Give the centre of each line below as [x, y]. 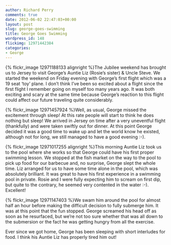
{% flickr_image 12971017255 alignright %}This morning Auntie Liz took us [83, 146]
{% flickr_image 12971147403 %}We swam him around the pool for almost [83, 200]
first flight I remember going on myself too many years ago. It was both [80, 89]
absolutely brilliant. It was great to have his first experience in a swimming [83, 174]
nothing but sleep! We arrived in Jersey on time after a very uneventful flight [86, 120]
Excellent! [16, 190]
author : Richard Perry [29, 10]
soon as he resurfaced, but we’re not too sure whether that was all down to [84, 216]
